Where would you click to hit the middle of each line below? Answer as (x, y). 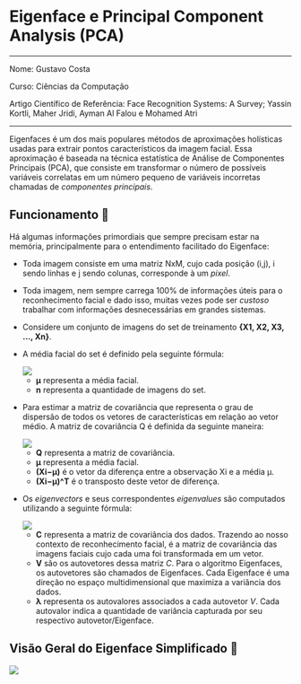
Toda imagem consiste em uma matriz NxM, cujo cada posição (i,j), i (148, 263)
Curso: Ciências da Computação (69, 86)
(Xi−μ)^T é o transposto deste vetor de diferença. (128, 481)
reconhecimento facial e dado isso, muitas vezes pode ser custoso (146, 300)
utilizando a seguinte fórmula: (77, 508)
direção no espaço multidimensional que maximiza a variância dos (158, 582)
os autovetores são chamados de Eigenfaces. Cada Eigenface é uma (162, 573)
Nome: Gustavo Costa (50, 68)
